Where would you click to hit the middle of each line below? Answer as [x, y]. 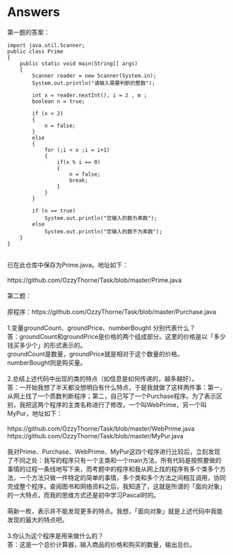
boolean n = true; [59, 101]
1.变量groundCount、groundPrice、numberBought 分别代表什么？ [101, 328]
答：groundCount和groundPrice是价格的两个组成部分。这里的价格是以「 [110, 336]
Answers [34, 12]
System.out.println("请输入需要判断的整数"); [94, 83]
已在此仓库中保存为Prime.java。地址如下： [68, 265]
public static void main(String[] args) [79, 63]
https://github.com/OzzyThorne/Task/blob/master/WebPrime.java [101, 429]
